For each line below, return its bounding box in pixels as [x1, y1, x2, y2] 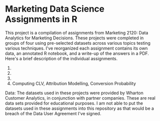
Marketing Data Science [5, 3, 105, 15]
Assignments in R [5, 14, 78, 25]
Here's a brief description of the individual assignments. [5, 55, 118, 61]
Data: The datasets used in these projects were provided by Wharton [5, 90, 144, 96]
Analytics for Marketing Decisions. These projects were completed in [5, 35, 144, 41]
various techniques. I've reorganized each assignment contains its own [5, 45, 148, 51]
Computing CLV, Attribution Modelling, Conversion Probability [12, 80, 136, 86]
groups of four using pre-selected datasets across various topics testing [5, 40, 151, 46]
